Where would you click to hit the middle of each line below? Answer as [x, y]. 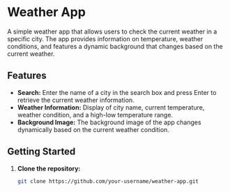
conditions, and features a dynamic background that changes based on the [115, 46]
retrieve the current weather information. [76, 100]
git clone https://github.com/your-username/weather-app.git [108, 181]
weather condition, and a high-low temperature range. [95, 115]
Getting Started [41, 152]
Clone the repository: [49, 168]
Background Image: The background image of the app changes [109, 122]
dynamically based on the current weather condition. [93, 129]
